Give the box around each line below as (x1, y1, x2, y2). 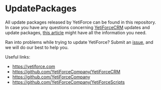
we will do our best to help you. (5, 44, 69, 50)
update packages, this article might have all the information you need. (5, 30, 147, 35)
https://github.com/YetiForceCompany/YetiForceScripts (12, 79, 125, 85)
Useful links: (5, 54, 31, 60)
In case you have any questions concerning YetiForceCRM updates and (5, 24, 150, 30)
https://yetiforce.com (12, 63, 56, 69)
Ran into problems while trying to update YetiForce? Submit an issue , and (5, 39, 154, 45)
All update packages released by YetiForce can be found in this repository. (5, 19, 156, 25)
